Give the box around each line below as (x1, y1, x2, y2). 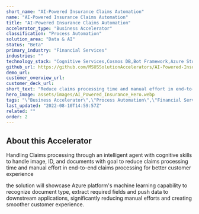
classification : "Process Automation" (6, 31, 102, 37)
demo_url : (6, 70, 31, 75)
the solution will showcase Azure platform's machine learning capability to (6, 182, 188, 189)
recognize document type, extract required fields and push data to (6, 188, 169, 196)
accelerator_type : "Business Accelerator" (6, 25, 113, 32)
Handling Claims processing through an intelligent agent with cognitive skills (6, 152, 192, 159)
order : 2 (6, 114, 28, 119)
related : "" (6, 108, 36, 114)
